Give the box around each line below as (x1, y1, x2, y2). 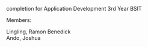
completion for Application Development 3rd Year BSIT (6, 5, 143, 12)
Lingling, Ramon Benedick (6, 28, 71, 35)
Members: (6, 17, 32, 23)
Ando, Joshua (6, 35, 41, 41)
